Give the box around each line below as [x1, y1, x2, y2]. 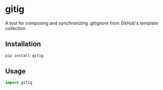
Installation [5, 40, 41, 48]
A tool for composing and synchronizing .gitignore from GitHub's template [5, 20, 158, 26]
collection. [5, 25, 27, 31]
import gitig [5, 80, 33, 85]
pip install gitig [5, 53, 44, 58]
